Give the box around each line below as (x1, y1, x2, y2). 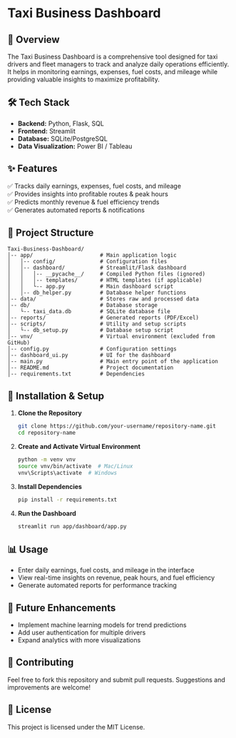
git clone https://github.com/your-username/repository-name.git (17, 423, 216, 430)
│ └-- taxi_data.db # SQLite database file (7, 308, 171, 315)
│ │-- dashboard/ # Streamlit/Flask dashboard (7, 264, 187, 272)
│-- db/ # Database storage (7, 302, 158, 309)
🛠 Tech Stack (7, 96, 70, 108)
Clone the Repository (17, 409, 82, 418)
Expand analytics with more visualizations (17, 636, 141, 644)
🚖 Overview (7, 34, 60, 46)
